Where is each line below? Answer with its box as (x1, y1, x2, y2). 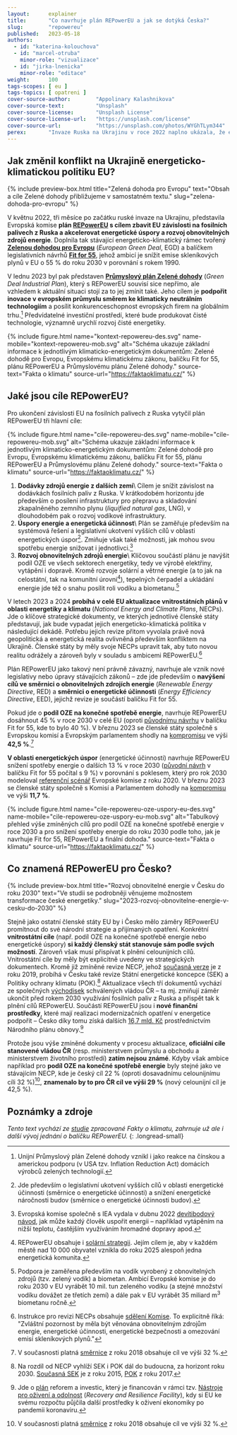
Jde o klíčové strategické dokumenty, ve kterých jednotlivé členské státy (7, 612, 219, 621)
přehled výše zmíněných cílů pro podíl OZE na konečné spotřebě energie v (7, 819, 224, 828)
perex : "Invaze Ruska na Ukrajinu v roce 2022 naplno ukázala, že (7, 129, 226, 136)
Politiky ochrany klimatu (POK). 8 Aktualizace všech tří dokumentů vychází (7, 978, 222, 988)
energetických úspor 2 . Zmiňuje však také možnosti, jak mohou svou (17, 534, 215, 544)
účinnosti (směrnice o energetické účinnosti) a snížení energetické (17, 1188, 212, 1197)
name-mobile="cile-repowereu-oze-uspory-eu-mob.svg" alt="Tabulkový (7, 812, 219, 821)
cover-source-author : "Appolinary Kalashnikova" (7, 96, 175, 103)
